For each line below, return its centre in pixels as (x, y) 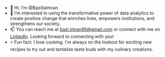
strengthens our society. (35, 23)
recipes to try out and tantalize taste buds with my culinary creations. (81, 49)
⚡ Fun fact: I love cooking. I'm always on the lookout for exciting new (81, 42)
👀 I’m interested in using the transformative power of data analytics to (82, 13)
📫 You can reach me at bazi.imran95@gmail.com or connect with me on (85, 29)
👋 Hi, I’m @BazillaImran (34, 8)
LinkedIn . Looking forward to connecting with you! (62, 36)
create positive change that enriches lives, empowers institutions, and (82, 18)
